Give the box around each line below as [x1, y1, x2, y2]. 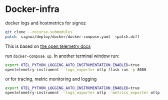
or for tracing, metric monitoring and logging [5, 76, 97, 82]
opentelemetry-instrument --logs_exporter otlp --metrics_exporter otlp [5, 91, 160, 96]
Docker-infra [5, 3, 60, 15]
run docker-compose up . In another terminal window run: [5, 53, 119, 59]
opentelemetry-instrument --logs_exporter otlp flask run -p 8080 [5, 67, 146, 72]
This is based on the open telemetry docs [5, 43, 91, 49]
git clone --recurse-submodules [5, 29, 72, 34]
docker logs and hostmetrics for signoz [5, 20, 86, 26]
